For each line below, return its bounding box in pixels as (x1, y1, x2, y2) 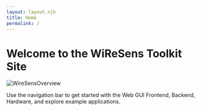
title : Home (6, 15, 37, 21)
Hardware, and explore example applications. (6, 98, 121, 106)
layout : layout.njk (6, 9, 56, 15)
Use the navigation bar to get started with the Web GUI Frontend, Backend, (6, 91, 195, 99)
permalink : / (6, 20, 40, 26)
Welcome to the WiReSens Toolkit (6, 46, 182, 60)
